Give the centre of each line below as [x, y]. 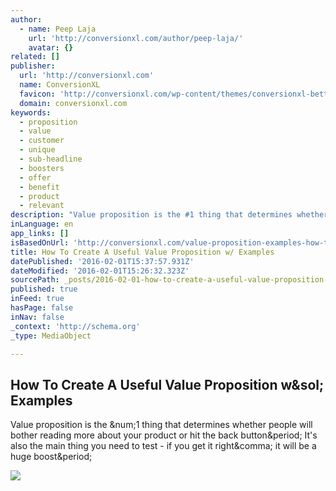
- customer [42, 141]
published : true [44, 289]
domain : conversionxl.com [73, 103]
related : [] [35, 57]
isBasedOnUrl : [40, 242]
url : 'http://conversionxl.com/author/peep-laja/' [136, 38]
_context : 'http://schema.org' [75, 326]
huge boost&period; [51, 457]
